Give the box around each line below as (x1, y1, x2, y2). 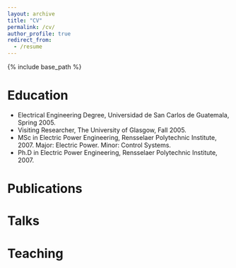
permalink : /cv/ (7, 23, 55, 30)
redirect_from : (7, 37, 52, 44)
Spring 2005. (17, 118, 57, 127)
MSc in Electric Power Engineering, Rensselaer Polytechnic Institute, (17, 133, 217, 141)
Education (7, 88, 69, 103)
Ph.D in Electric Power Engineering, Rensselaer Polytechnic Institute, (17, 148, 218, 156)
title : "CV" (7, 17, 42, 24)
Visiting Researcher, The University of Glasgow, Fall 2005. (17, 125, 187, 134)
